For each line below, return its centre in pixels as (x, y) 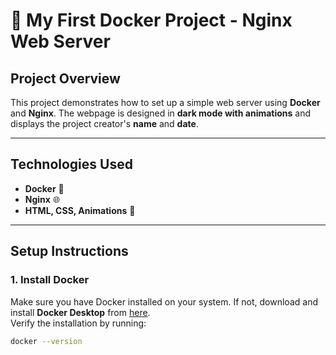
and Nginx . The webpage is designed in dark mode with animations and (161, 113)
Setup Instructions (69, 251)
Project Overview (65, 78)
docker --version (46, 341)
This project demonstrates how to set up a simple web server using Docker (165, 102)
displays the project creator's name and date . (104, 123)
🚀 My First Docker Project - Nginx (151, 20)
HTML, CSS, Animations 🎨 (80, 210)
